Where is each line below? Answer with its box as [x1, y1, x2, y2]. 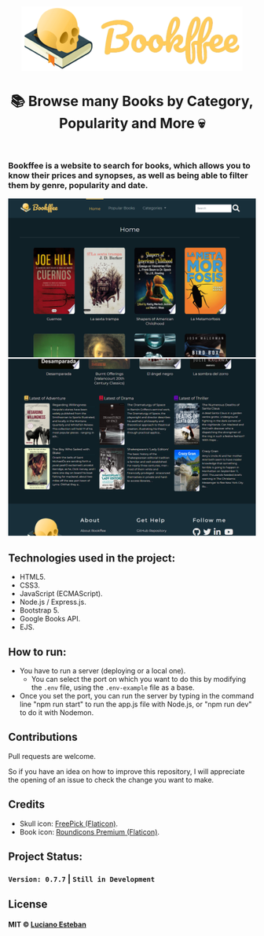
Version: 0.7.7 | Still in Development [8, 873, 156, 884]
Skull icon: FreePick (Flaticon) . [19, 819, 119, 828]
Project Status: [8, 850, 83, 864]
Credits [8, 798, 46, 812]
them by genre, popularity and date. [8, 180, 148, 191]
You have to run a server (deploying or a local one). [19, 666, 186, 676]
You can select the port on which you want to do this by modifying [31, 675, 246, 684]
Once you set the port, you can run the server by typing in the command [19, 691, 255, 701]
